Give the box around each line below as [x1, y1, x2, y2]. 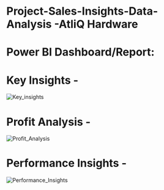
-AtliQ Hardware [54, 17, 139, 31]
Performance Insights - [6, 156, 127, 170]
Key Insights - [6, 73, 78, 87]
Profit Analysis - [6, 115, 91, 129]
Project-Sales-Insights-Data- [6, 4, 158, 18]
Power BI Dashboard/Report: [6, 45, 155, 59]
